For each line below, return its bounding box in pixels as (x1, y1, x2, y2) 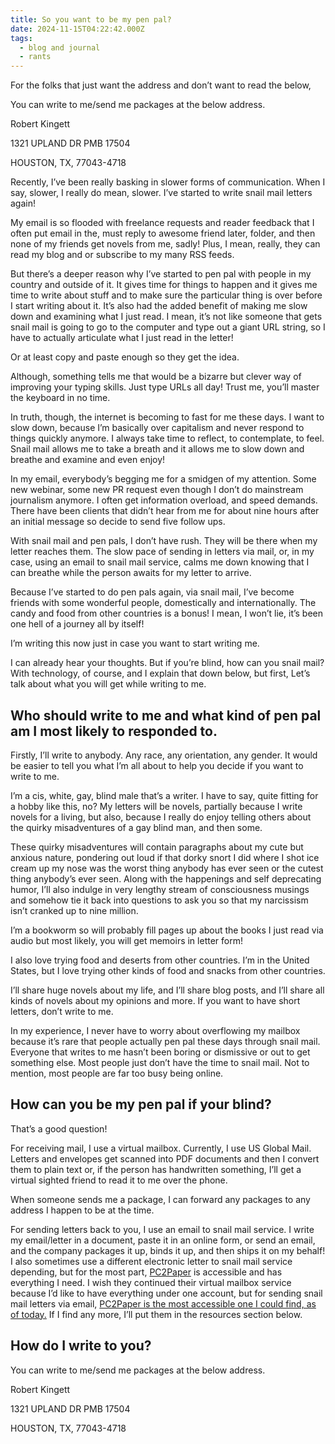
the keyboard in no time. (10, 392, 111, 404)
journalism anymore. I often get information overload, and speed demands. (10, 494, 318, 506)
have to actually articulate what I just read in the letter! (10, 332, 234, 344)
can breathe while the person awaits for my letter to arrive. (10, 567, 252, 579)
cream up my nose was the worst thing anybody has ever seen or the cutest (10, 862, 324, 874)
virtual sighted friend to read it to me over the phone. (10, 1174, 228, 1186)
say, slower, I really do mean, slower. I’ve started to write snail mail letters (10, 187, 313, 199)
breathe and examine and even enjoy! (10, 454, 166, 466)
